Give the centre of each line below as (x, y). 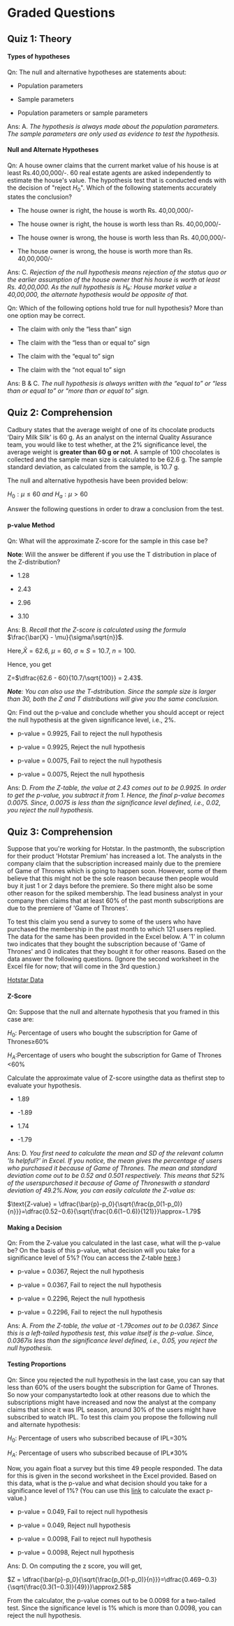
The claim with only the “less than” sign (74, 329)
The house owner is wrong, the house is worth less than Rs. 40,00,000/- (122, 237)
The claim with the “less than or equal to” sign (83, 342)
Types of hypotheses (39, 57)
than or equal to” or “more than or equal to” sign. (78, 391)
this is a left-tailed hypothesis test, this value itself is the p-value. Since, (111, 1333)
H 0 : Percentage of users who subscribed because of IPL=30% (97, 1439)
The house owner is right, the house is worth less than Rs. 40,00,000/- (119, 224)
